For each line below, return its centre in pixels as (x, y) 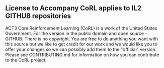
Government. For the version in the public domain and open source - (76, 33)
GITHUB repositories (38, 16)
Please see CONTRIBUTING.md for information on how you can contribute (82, 54)
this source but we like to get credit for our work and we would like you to (81, 44)
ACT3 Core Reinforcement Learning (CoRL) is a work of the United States (81, 28)
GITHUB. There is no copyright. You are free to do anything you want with (82, 38)
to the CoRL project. (26, 60)
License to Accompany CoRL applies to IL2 (73, 8)
